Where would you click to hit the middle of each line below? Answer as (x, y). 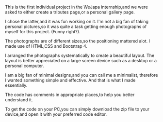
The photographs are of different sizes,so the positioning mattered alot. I (78, 41)
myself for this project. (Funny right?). (43, 32)
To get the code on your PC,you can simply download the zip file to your (77, 109)
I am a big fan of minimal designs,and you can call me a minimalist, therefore (81, 75)
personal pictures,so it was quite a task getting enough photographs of (76, 27)
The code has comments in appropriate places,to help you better (70, 95)
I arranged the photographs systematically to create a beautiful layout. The (80, 55)
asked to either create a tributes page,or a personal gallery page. (70, 12)
